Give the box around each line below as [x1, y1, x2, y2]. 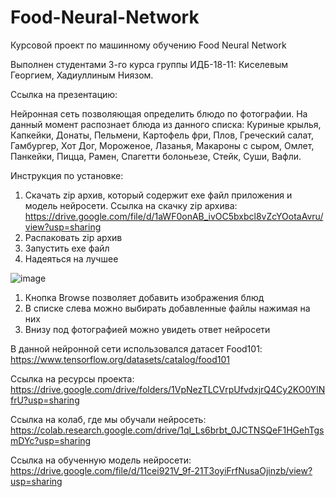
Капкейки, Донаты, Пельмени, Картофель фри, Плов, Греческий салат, [10, 129, 314, 141]
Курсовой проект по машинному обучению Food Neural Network [10, 39, 287, 51]
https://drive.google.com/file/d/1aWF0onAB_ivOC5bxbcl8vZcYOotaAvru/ [24, 210, 324, 222]
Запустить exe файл [24, 242, 110, 254]
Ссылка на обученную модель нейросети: [10, 454, 192, 466]
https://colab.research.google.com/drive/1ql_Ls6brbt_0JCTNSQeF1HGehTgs [10, 424, 325, 436]
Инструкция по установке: [10, 169, 124, 181]
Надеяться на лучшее [24, 252, 119, 265]
